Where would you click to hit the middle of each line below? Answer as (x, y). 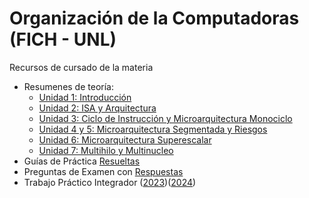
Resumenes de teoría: (68, 86)
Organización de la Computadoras (154, 18)
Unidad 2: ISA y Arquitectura (97, 108)
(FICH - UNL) (63, 39)
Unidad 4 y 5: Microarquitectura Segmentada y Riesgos (153, 129)
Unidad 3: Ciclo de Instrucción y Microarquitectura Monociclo (165, 118)
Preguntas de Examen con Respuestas (103, 171)
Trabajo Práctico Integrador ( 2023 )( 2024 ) (110, 182)
